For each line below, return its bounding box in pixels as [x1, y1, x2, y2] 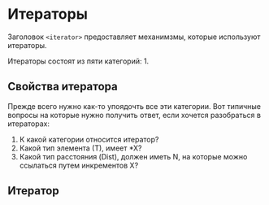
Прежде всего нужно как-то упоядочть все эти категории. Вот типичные [7, 101, 262, 111]
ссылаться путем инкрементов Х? [19, 160, 139, 170]
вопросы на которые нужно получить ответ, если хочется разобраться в [7, 110, 262, 120]
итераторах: [7, 119, 50, 129]
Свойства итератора [7, 80, 119, 94]
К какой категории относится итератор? [19, 134, 159, 144]
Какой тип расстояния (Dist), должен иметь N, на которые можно [19, 151, 248, 161]
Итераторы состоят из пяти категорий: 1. [7, 56, 150, 66]
